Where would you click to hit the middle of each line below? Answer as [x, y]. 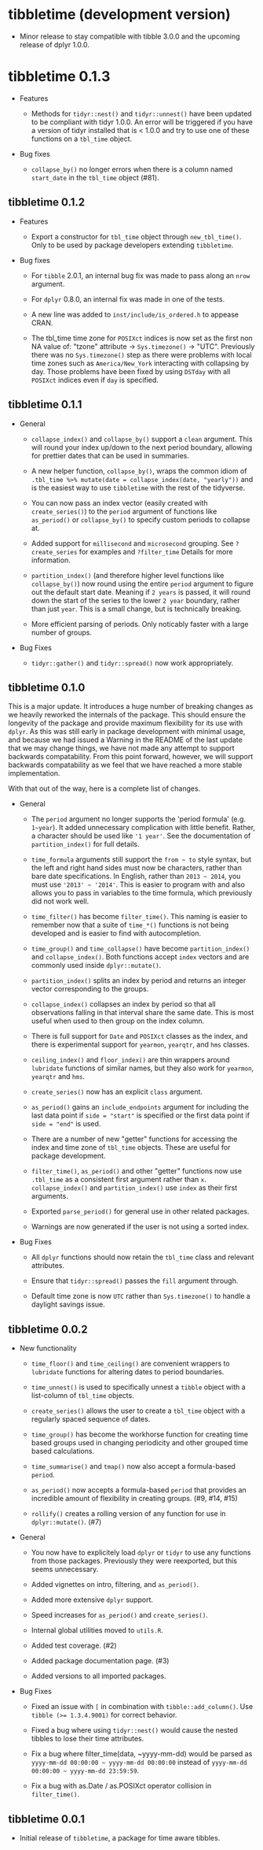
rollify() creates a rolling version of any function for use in [128, 1514]
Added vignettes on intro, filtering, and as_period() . [115, 1585]
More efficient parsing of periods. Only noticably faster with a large [140, 624]
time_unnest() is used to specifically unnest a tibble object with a [138, 1387]
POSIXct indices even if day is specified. [95, 380]
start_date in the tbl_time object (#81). [95, 177]
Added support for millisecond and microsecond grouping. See [132, 543]
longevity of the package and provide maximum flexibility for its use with [126, 723]
